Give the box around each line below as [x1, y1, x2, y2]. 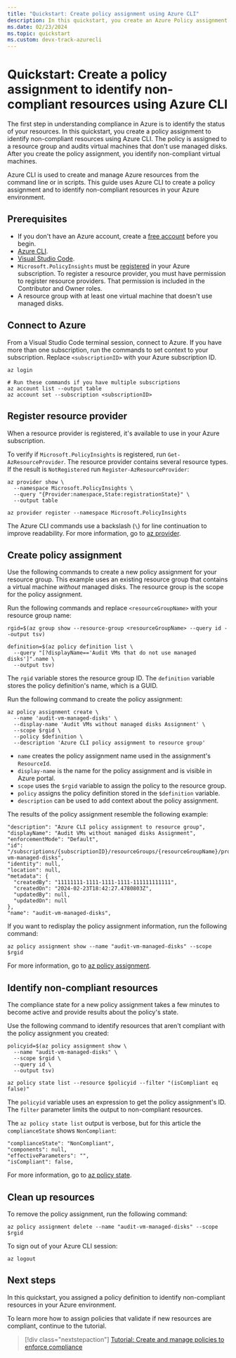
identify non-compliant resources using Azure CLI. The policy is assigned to [7, 135, 227, 143]
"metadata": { [7, 873, 49, 880]
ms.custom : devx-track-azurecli [7, 37, 102, 44]
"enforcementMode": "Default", [7, 836, 99, 843]
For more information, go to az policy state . [7, 1171, 132, 1180]
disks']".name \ [7, 656, 55, 663]
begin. [17, 239, 37, 248]
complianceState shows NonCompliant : [7, 1126, 117, 1135]
